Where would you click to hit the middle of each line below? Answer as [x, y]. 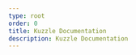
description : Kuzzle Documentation [68, 38]
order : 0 [23, 23]
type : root [27, 16]
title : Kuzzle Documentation [57, 31]
